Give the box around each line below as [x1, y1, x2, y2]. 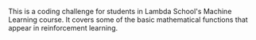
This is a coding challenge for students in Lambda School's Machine [8, 7, 232, 16]
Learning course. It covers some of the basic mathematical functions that [8, 15, 248, 24]
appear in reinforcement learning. [8, 24, 118, 32]
